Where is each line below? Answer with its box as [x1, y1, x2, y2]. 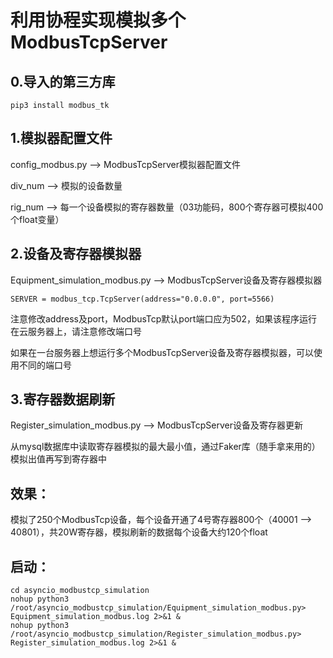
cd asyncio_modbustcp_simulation [10, 586, 150, 596]
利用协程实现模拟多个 [10, 9, 187, 32]
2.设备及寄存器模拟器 [10, 246, 142, 263]
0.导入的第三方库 [10, 73, 116, 90]
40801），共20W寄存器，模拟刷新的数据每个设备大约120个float [10, 526, 268, 538]
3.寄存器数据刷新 [10, 391, 116, 408]
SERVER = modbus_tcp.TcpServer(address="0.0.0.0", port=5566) [10, 294, 275, 304]
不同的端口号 [18, 359, 72, 371]
